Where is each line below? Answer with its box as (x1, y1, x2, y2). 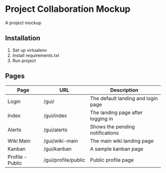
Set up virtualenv (12, 47, 47, 53)
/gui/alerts (43, 126, 68, 133)
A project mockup (5, 20, 41, 26)
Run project (12, 58, 36, 64)
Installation (5, 34, 41, 42)
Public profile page (89, 156, 134, 163)
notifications (89, 129, 119, 136)
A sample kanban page (89, 145, 144, 152)
